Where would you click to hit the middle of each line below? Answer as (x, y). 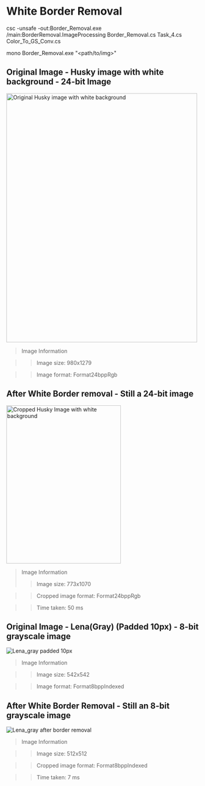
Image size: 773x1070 (64, 584)
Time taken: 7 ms (58, 777)
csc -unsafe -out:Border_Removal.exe (54, 28)
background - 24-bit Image (59, 82)
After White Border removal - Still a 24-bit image (100, 394)
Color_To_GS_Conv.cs (34, 41)
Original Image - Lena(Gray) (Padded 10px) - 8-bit (103, 627)
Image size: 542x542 (63, 675)
